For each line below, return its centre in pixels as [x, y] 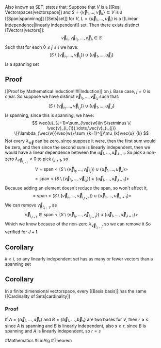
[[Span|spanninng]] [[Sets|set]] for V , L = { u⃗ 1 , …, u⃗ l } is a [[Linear [72, 19]
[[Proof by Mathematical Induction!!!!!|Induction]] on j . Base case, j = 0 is [78, 91]
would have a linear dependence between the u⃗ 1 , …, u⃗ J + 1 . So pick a [75, 153]
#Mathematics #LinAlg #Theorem [39, 340]
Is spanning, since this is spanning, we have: [50, 115]
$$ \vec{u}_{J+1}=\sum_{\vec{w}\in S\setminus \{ [81, 123]
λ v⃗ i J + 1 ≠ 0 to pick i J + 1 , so [42, 160]
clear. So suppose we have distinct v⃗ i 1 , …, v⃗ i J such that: [62, 97]
